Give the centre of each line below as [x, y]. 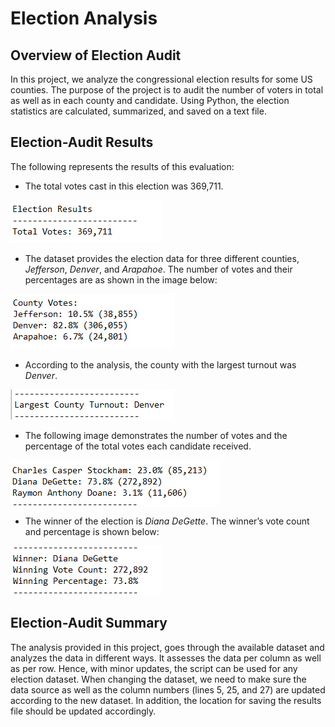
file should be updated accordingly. [83, 711]
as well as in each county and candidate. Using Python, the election [150, 100]
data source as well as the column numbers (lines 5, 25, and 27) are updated [168, 689]
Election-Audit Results [82, 142]
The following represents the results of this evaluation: [122, 166]
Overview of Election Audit [96, 55]
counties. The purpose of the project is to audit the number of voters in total [167, 90]
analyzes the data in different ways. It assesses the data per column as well [166, 658]
